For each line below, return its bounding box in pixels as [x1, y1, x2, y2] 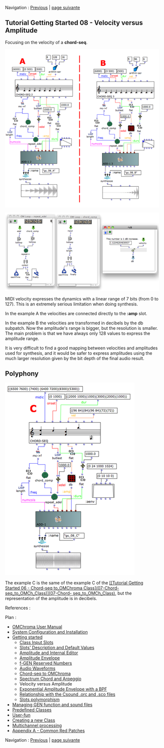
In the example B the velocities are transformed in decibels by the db [5, 320, 143, 326]
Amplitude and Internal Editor [19, 650, 79, 656]
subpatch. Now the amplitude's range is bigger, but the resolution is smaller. [5, 325, 158, 331]
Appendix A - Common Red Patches [12, 728, 85, 734]
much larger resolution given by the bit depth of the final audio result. [5, 355, 144, 361]
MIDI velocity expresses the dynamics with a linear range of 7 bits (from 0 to [5, 296, 159, 301]
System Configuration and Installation [12, 629, 88, 635]
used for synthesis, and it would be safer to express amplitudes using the [5, 350, 152, 356]
